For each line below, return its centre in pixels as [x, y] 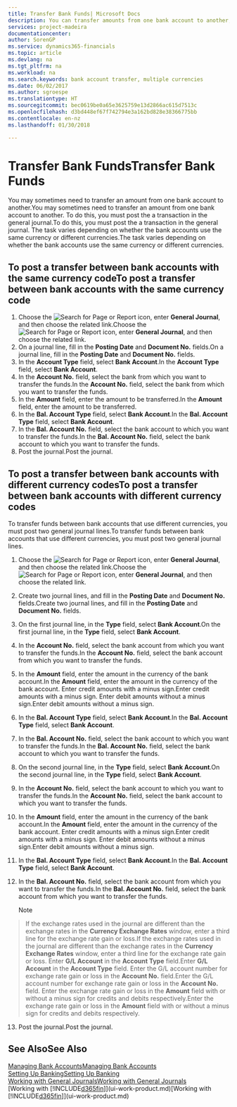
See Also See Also [47, 1049]
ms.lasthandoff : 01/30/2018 [49, 125]
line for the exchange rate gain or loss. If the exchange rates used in [123, 939]
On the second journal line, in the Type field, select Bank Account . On [119, 767]
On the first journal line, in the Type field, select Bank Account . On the [119, 625]
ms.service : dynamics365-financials [62, 46]
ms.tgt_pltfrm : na [35, 66]
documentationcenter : [40, 33]
